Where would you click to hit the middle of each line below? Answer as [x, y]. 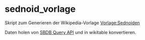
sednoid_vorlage [40, 9]
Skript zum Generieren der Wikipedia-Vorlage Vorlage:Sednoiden [72, 23]
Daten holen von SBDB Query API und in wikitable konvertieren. [70, 32]
